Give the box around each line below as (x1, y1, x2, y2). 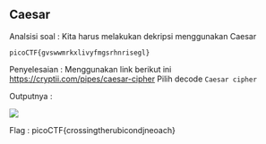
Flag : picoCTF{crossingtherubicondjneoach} (9, 124, 176, 135)
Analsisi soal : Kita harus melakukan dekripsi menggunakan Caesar (9, 30, 257, 41)
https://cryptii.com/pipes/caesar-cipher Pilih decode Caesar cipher (9, 73, 258, 84)
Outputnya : (9, 90, 53, 101)
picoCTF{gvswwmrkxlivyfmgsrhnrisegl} (9, 48, 150, 57)
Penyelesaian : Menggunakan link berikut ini (9, 64, 172, 74)
